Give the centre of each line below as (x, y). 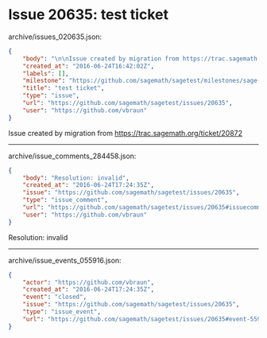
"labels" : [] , (46, 73)
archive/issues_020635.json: (55, 37)
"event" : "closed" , (55, 297)
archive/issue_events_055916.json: (65, 260)
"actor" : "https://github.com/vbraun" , (89, 282)
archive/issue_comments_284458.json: (72, 156)
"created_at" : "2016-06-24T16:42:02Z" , (89, 66)
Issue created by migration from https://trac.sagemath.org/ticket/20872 (126, 133)
